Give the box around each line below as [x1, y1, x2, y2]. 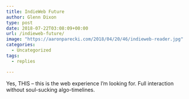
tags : [6, 53, 19, 59]
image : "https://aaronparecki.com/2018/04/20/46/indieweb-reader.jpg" [6, 36, 184, 42]
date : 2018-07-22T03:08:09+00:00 [6, 25, 89, 31]
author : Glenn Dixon [6, 14, 57, 20]
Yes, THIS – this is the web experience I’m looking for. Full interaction [6, 79, 174, 87]
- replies [11, 58, 35, 64]
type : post [6, 20, 33, 25]
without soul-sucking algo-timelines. [6, 86, 96, 93]
